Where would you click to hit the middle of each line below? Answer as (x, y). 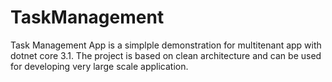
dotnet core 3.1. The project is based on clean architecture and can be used (166, 55)
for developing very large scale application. (99, 66)
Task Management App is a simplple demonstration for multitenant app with (166, 45)
